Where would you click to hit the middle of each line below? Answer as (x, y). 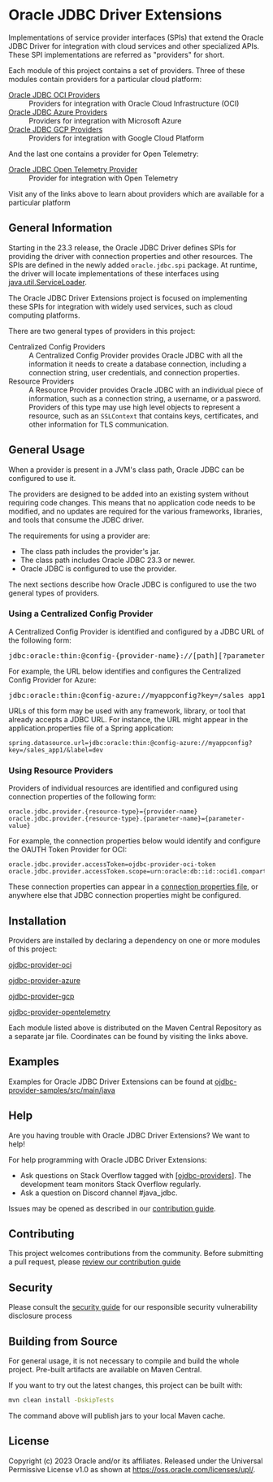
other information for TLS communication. (99, 424)
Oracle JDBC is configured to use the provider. (98, 568)
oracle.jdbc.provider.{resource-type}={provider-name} (103, 812)
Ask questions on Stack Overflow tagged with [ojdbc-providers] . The (136, 1175)
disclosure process (40, 1316)
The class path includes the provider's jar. (90, 551)
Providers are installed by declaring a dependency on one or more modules (134, 940)
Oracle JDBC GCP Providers (56, 129)
